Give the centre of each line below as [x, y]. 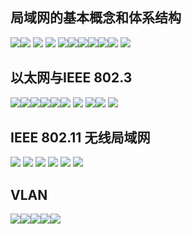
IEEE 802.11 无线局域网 [80, 138]
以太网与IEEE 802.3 [71, 78]
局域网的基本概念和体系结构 [96, 18]
